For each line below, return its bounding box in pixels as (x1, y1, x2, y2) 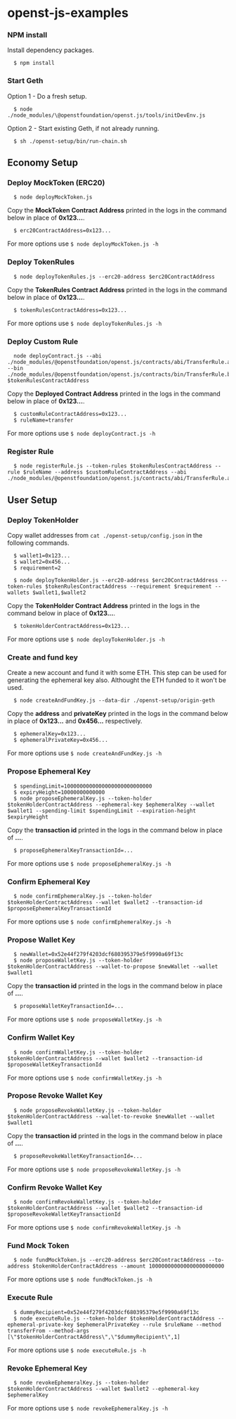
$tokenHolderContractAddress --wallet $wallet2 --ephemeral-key (7, 1385, 199, 1393)
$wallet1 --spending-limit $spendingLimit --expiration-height (7, 807, 197, 814)
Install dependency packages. (7, 46, 95, 54)
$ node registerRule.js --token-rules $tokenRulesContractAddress (13, 462, 212, 469)
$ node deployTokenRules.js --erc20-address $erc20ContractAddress (13, 273, 216, 280)
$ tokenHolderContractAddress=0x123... (13, 623, 131, 630)
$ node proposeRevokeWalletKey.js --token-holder (13, 1106, 162, 1114)
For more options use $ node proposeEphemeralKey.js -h (7, 859, 171, 867)
